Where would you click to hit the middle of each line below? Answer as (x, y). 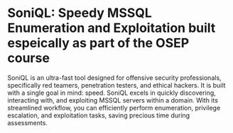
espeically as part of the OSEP (98, 43)
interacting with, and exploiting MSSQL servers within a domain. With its (113, 100)
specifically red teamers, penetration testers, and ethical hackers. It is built (116, 85)
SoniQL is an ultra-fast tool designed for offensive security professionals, (114, 77)
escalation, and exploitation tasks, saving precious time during (99, 115)
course (28, 58)
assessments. (28, 122)
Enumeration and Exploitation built (112, 28)
